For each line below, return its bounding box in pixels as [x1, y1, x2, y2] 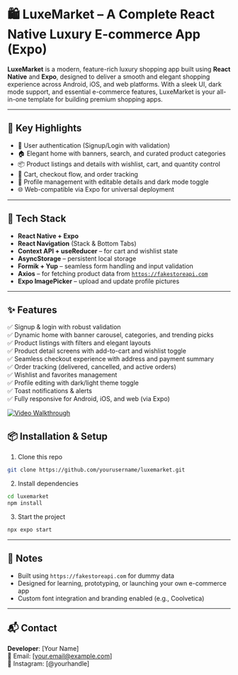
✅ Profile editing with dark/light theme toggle [7, 378, 140, 388]
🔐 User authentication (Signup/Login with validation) [17, 141, 171, 150]
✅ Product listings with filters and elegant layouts [7, 339, 151, 347]
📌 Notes [7, 552, 43, 565]
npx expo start [7, 526, 52, 533]
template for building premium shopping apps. [28, 94, 163, 104]
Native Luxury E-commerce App [7, 26, 200, 43]
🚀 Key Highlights [7, 122, 82, 134]
